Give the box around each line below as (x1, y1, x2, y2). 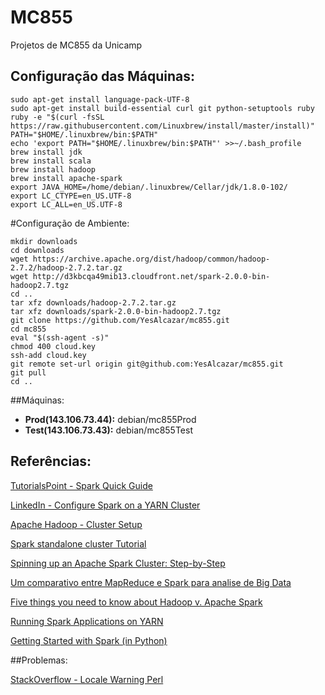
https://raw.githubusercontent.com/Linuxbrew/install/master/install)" (10, 121, 315, 131)
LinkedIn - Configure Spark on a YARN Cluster (10, 499, 201, 511)
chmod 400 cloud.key (10, 341, 97, 351)
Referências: (10, 453, 92, 470)
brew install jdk (10, 147, 83, 157)
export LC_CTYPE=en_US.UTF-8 (10, 191, 132, 201)
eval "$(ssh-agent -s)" (10, 332, 110, 343)
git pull (10, 367, 47, 378)
